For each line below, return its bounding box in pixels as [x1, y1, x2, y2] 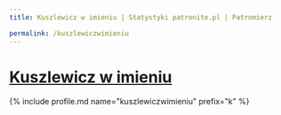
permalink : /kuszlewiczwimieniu [9, 28, 129, 38]
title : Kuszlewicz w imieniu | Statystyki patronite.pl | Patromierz [9, 12, 273, 22]
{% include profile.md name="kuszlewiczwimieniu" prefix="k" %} [9, 96, 250, 107]
